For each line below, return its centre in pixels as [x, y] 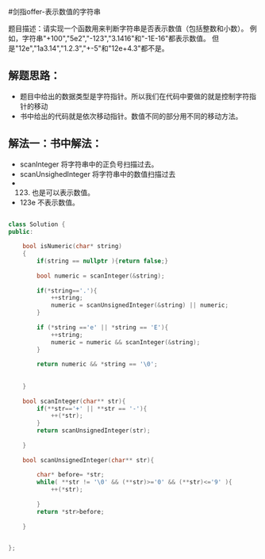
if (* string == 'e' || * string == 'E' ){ [103, 327]
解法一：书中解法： [55, 144]
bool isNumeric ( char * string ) [73, 247]
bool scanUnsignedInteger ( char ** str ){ [88, 460]
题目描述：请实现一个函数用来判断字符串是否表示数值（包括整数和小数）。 [128, 29]
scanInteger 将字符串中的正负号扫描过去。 [89, 164]
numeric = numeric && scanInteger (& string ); [125, 342]
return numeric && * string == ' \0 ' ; [97, 364]
